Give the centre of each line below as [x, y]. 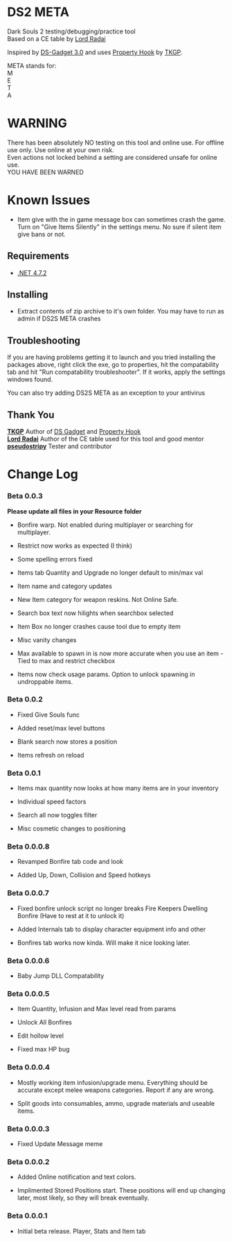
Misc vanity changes [47, 639]
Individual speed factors [52, 802]
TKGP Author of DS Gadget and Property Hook [74, 432]
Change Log [43, 474]
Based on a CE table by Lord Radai [56, 38]
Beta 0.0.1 [24, 773]
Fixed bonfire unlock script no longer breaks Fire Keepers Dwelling [112, 908]
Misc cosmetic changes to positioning [71, 828]
